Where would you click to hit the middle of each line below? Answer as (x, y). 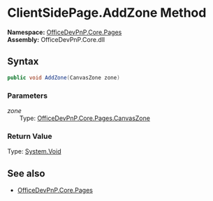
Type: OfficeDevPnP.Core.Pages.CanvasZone (85, 118)
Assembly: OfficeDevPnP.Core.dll (56, 39)
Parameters (27, 96)
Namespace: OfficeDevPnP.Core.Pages (65, 32)
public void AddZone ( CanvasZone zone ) (64, 77)
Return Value (30, 136)
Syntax (23, 62)
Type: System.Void (34, 151)
